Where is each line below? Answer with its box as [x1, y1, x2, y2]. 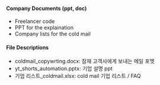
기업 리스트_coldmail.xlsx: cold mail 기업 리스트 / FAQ [14, 73, 141, 80]
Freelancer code [14, 18, 55, 25]
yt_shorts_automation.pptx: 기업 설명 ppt [14, 65, 113, 72]
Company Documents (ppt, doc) [6, 5, 87, 12]
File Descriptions [6, 44, 49, 51]
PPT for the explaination [14, 24, 74, 31]
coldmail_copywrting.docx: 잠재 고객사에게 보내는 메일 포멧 [14, 58, 155, 65]
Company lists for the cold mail [14, 30, 91, 38]
